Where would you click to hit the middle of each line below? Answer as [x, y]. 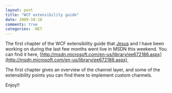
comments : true [22, 24]
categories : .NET [24, 29]
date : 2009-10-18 [24, 19]
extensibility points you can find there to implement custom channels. [79, 75]
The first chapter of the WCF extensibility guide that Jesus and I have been [85, 43]
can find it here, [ [24, 55]
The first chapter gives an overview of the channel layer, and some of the [83, 70]
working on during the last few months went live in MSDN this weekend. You [86, 49]
